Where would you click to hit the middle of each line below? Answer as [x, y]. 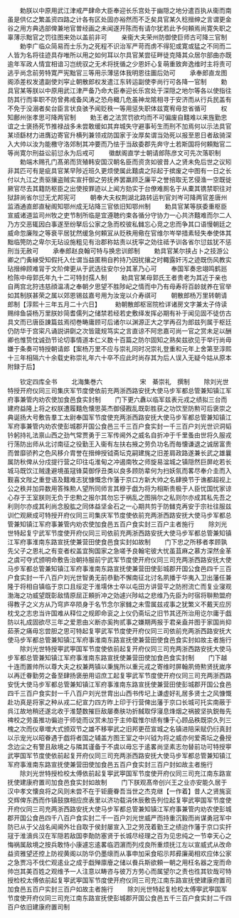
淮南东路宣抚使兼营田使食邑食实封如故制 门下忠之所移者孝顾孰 [129, 542]
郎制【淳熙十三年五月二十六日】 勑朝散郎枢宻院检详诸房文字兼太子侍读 [117, 304]
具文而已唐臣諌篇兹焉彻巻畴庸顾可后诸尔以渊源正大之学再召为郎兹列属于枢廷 [119, 322]
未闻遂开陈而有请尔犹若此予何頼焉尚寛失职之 [166, 28]
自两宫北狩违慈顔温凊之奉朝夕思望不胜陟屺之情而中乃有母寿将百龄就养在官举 [119, 286]
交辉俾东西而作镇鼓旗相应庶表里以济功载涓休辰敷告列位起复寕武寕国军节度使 [119, 800]
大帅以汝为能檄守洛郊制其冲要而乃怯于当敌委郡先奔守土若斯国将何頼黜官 [119, 144]
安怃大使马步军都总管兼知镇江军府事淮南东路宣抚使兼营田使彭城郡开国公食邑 [119, 684]
